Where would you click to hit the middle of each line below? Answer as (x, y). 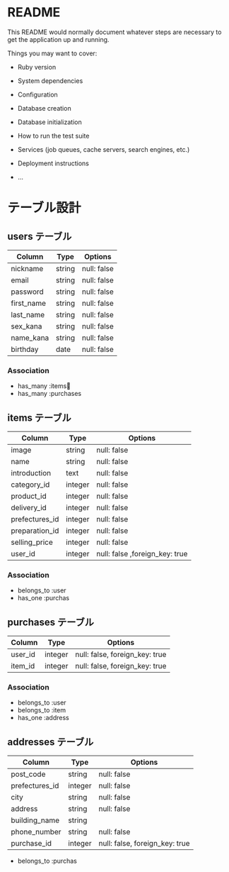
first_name (29, 303)
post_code (28, 774)
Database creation (45, 108)
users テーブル (40, 236)
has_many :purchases (49, 394)
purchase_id (31, 844)
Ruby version (37, 67)
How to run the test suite (53, 136)
